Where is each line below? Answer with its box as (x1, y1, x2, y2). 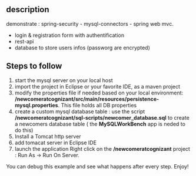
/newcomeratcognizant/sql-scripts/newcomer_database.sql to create (14, 114, 190, 121)
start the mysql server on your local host (14, 76, 113, 84)
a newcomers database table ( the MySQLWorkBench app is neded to (14, 120, 185, 127)
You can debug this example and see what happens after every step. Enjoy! (6, 163, 190, 170)
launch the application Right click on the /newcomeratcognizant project (14, 145, 190, 152)
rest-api (14, 38, 34, 45)
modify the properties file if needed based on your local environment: (14, 89, 184, 96)
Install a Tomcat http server (14, 133, 81, 140)
